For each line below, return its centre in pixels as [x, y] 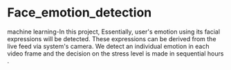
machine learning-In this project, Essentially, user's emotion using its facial [113, 32]
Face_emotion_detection [80, 13]
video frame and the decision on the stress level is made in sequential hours [115, 54]
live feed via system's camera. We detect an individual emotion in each [108, 46]
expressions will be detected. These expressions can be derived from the [112, 38]
